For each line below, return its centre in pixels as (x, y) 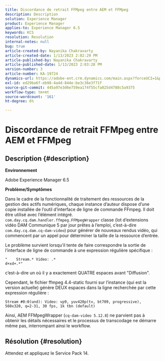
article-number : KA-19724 (31, 74)
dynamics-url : (20, 78)
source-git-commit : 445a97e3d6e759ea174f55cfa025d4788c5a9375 (70, 87)
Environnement (21, 170)
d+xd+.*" (14, 264)
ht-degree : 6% (20, 101)
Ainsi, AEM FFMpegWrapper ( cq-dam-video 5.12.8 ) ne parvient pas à (75, 315)
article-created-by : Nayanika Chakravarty (49, 51)
